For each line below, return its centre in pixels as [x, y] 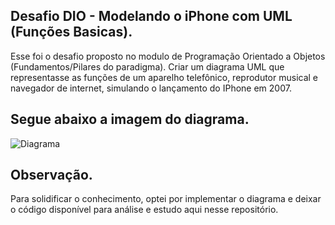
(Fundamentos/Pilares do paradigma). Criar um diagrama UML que [147, 66]
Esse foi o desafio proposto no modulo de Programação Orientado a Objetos [168, 56]
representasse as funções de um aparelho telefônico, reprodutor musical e [164, 77]
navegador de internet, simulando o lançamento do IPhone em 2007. [151, 88]
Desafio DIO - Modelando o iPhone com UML [151, 16]
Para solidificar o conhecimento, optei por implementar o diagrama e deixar [166, 199]
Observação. [51, 175]
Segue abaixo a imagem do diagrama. [130, 119]
